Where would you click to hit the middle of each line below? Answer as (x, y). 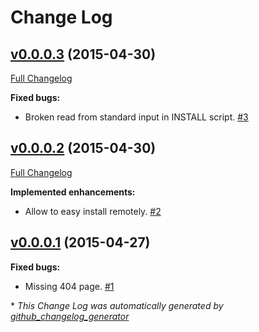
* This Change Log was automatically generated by (117, 305)
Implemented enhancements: (73, 192)
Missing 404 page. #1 (69, 286)
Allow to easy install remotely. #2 (93, 211)
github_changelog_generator (70, 316)
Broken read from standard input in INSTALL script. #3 (136, 117)
